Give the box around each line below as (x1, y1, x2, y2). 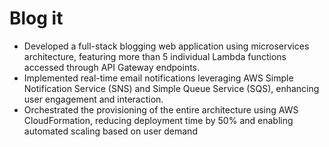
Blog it (9, 7, 64, 30)
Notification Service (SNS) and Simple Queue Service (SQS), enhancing (23, 82, 320, 94)
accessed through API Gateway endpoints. (23, 61, 201, 73)
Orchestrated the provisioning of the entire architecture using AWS (23, 103, 299, 116)
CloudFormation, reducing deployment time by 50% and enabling (23, 114, 294, 126)
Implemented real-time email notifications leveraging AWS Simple (23, 72, 294, 84)
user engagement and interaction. (23, 93, 164, 105)
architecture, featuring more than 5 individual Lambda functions (23, 50, 287, 62)
